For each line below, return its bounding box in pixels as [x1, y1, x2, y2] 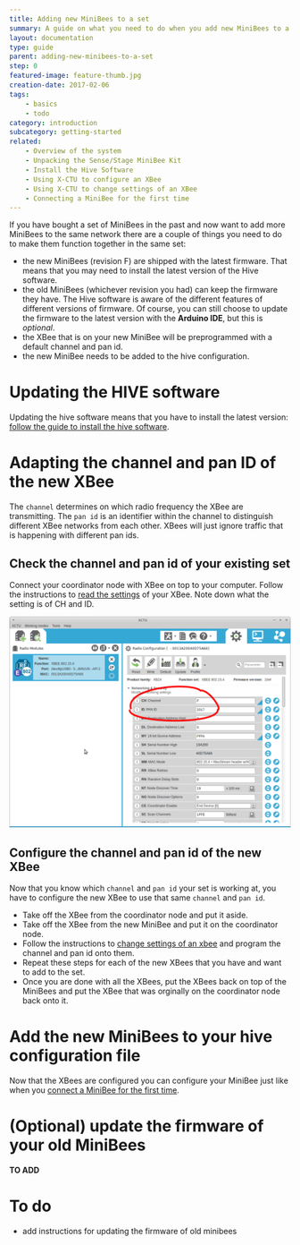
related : [9, 137, 42, 147]
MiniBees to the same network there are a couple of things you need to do [9, 229, 283, 240]
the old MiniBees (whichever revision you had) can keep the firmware [21, 285, 279, 295]
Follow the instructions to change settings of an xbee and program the [21, 938, 281, 949]
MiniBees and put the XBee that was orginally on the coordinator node [21, 985, 281, 997]
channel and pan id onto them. [21, 948, 136, 959]
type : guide [9, 43, 54, 52]
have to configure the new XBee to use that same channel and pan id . [9, 892, 266, 903]
